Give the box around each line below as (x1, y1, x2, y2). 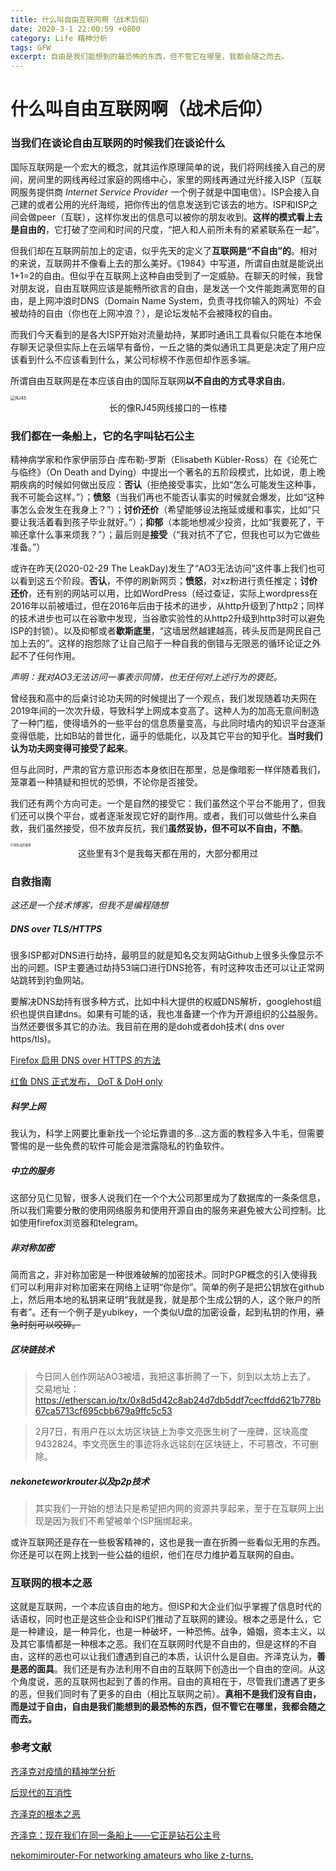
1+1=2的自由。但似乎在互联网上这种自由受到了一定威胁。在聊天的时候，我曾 (10, 269, 324, 281)
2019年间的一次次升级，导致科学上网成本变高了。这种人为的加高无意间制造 (10, 704, 320, 716)
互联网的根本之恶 (10, 1576, 93, 1590)
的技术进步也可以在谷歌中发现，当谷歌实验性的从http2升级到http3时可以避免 (10, 612, 326, 624)
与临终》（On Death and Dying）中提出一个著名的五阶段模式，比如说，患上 (10, 466, 317, 478)
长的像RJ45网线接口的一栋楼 (108, 401, 228, 413)
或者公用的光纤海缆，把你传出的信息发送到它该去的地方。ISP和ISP (36, 198, 310, 210)
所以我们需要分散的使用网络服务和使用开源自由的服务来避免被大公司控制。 (10, 1204, 317, 1216)
